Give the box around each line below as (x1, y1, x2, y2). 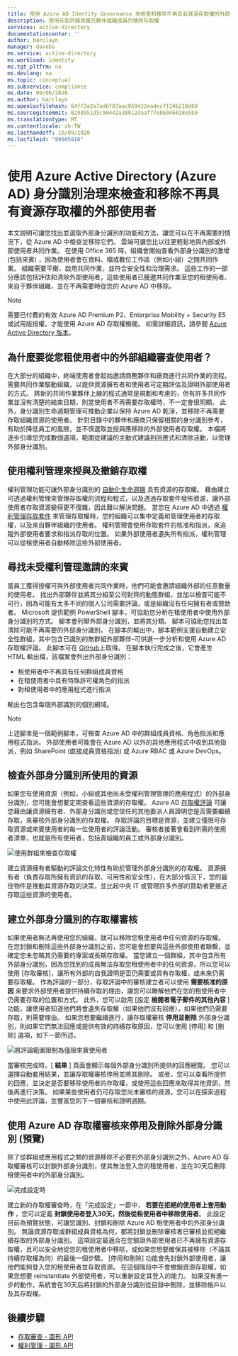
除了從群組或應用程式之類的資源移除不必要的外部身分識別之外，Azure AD (7, 1153, 222, 1162)
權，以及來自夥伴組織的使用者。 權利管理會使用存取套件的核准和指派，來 (7, 521, 220, 529)
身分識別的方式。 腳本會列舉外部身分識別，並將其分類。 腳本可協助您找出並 (7, 616, 228, 625)
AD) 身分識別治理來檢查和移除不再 (7, 186, 208, 202)
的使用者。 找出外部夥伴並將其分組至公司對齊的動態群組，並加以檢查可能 (7, 590, 220, 599)
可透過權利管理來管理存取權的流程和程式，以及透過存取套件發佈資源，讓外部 (7, 494, 231, 502)
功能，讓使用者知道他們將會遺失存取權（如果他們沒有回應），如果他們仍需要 (7, 1004, 228, 1013)
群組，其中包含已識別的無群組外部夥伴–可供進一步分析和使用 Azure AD (19, 634, 227, 643)
